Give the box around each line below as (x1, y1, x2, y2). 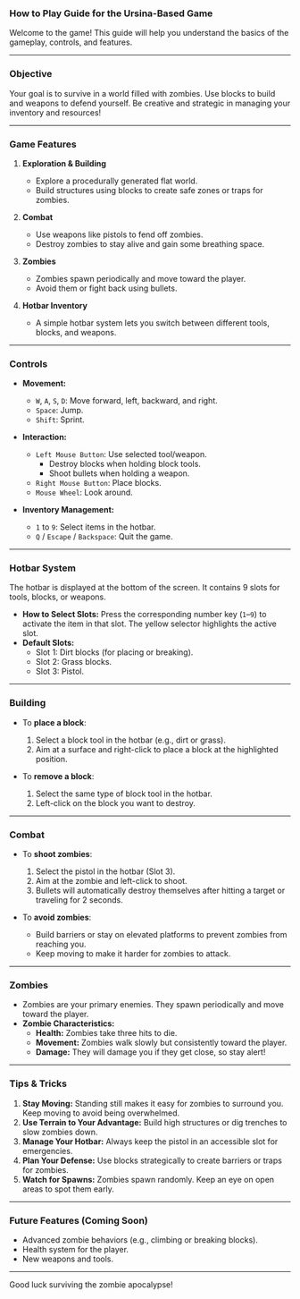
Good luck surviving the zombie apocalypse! (9, 1278, 174, 1290)
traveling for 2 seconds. (35, 895, 123, 905)
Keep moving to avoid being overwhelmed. (21, 1108, 180, 1118)
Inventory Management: (21, 505, 114, 515)
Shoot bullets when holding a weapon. (48, 468, 190, 479)
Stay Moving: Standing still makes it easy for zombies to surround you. (21, 1098, 284, 1108)
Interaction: (21, 432, 67, 443)
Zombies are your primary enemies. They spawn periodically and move (21, 999, 284, 1010)
